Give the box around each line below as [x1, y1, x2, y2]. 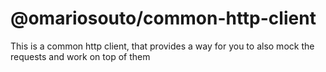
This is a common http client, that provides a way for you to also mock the [10, 40, 315, 52]
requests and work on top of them [10, 50, 151, 62]
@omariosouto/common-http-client [10, 7, 317, 30]
